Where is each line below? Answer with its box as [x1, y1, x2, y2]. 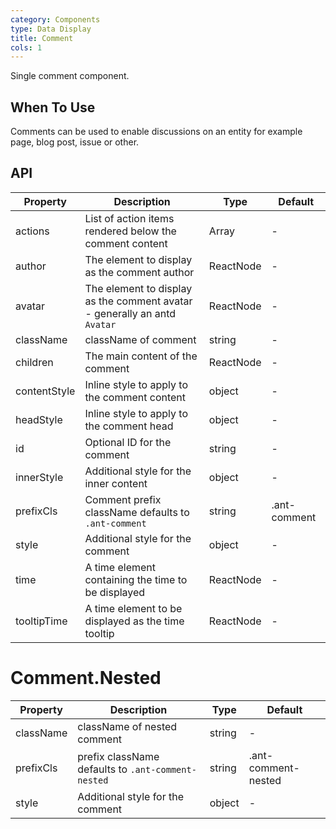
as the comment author [84, 265, 195, 279]
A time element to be [84, 601, 183, 615]
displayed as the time [84, 614, 185, 628]
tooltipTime [15, 614, 68, 628]
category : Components [10, 14, 101, 25]
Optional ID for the [84, 435, 172, 449]
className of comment [84, 332, 197, 346]
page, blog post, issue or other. [10, 136, 140, 148]
